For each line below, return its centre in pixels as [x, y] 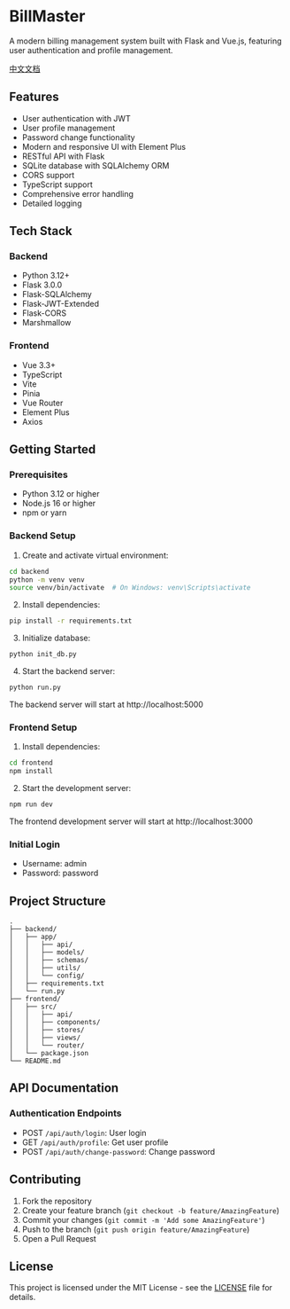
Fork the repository [57, 1201]
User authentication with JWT [76, 118]
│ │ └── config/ [47, 976]
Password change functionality [78, 137]
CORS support [48, 175]
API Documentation [64, 1088]
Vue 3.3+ [38, 364]
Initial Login [34, 844]
